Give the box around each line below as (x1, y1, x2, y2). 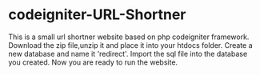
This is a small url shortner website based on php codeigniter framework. (8, 32, 250, 41)
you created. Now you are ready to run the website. (8, 57, 178, 67)
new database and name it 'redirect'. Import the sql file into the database (8, 49, 248, 58)
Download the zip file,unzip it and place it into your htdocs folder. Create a (8, 40, 253, 49)
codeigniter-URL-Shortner (8, 6, 186, 24)
